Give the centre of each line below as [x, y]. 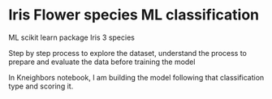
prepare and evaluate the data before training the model [102, 62]
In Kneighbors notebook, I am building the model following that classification [136, 77]
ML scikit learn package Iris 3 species [72, 37]
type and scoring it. [41, 86]
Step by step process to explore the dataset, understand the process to [128, 53]
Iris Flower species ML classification [134, 15]
